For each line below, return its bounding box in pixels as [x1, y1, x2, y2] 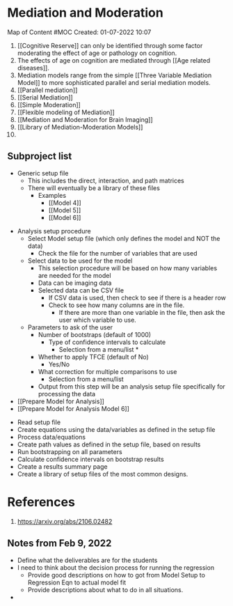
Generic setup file [17, 169, 69, 177]
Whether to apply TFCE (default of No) [38, 352, 150, 361]
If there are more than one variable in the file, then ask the [58, 308, 225, 316]
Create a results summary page [17, 462, 108, 471]
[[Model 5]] [48, 205, 81, 214]
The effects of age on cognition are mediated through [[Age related [17, 56, 211, 64]
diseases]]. [17, 63, 50, 72]
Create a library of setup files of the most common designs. [17, 469, 188, 478]
